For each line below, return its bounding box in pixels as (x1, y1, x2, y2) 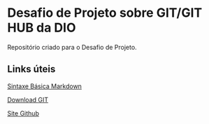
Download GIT (7, 95, 49, 104)
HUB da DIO (7, 20, 76, 36)
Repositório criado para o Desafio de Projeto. (7, 43, 138, 51)
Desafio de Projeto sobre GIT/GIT (7, 5, 203, 21)
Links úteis (7, 63, 56, 75)
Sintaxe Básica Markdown (7, 82, 82, 90)
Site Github (7, 109, 40, 117)
